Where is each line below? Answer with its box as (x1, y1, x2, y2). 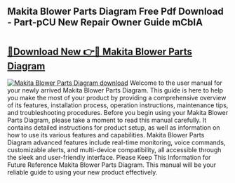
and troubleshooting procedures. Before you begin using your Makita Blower (7, 109, 229, 116)
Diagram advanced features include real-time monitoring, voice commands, (7, 138, 226, 147)
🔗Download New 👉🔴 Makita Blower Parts (7, 46, 193, 57)
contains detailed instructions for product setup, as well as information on (7, 123, 220, 132)
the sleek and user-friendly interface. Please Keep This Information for (7, 154, 211, 161)
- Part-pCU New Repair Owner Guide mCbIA (7, 17, 203, 29)
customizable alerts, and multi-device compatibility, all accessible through (7, 146, 222, 154)
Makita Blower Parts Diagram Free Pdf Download (7, 6, 224, 18)
